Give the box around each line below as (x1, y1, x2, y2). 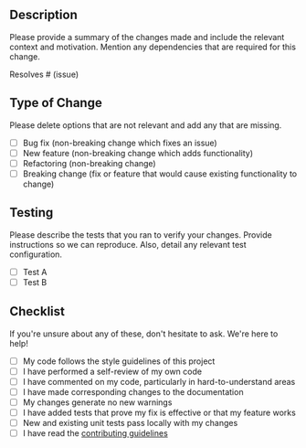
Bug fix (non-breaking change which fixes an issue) (22, 137, 217, 148)
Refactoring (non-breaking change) (22, 157, 157, 168)
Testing (9, 205, 54, 220)
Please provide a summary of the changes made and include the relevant (9, 31, 285, 42)
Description (9, 7, 78, 23)
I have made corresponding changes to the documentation (22, 386, 244, 397)
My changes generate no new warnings (22, 397, 173, 408)
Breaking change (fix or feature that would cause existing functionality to (22, 168, 298, 179)
